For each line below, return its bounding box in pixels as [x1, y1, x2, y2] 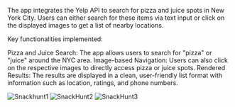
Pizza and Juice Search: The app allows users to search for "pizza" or [7, 49, 212, 57]
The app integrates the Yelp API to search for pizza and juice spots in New [7, 6, 225, 14]
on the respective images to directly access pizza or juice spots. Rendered [7, 64, 226, 72]
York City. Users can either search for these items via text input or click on [7, 13, 225, 22]
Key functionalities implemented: [7, 35, 103, 43]
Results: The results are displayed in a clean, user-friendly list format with [7, 71, 223, 79]
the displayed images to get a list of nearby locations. [7, 21, 164, 29]
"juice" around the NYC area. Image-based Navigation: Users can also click [7, 56, 229, 64]
